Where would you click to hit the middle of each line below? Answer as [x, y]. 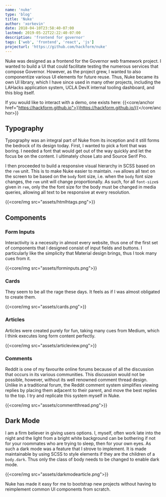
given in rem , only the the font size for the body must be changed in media [81, 187]
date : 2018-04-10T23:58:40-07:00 [40, 28]
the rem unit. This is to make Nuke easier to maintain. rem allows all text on [80, 171]
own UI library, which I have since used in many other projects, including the [83, 82]
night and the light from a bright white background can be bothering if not [81, 438]
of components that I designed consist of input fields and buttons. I [74, 248]
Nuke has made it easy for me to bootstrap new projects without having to [81, 484]
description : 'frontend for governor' [45, 38]
